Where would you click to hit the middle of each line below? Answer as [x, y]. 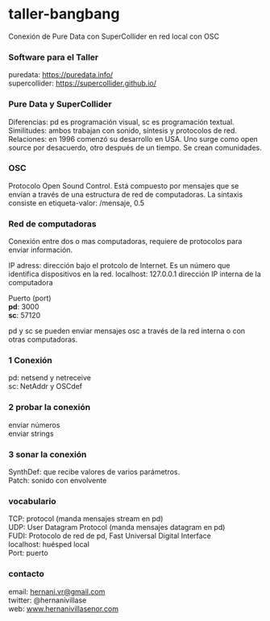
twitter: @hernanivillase [48, 600]
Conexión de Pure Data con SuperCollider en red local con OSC [114, 36]
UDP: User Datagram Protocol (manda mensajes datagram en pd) [117, 528]
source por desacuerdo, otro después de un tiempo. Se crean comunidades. [135, 147]
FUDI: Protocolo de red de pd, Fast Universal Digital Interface [110, 536]
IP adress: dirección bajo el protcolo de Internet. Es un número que [119, 266]
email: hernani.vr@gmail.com [57, 591]
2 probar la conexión [50, 408]
